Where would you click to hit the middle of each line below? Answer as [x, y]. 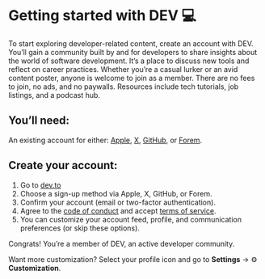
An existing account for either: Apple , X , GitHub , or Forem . [105, 140]
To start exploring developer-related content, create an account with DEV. [131, 43]
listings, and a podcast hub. [55, 95]
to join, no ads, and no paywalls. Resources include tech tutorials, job [124, 87]
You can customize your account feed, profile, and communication [131, 219]
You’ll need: [39, 121]
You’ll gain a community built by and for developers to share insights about [133, 52]
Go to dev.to [40, 185]
